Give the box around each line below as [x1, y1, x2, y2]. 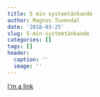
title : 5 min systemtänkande [7, 10, 93, 18]
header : [7, 50, 30, 57]
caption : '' [13, 56, 49, 63]
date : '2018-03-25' [7, 23, 65, 30]
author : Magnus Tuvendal [7, 17, 80, 24]
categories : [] [7, 37, 52, 44]
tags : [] [7, 43, 33, 50]
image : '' [13, 63, 42, 70]
